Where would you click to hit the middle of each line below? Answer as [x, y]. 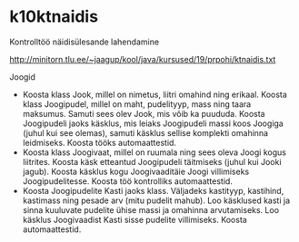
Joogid [23, 77]
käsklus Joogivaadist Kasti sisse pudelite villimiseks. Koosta [135, 219]
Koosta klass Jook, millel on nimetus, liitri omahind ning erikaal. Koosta [155, 94]
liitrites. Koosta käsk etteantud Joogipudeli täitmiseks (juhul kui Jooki [152, 161]
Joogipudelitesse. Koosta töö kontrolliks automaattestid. [128, 181]
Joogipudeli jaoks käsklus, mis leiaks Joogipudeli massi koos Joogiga [153, 123]
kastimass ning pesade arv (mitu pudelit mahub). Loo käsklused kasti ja [156, 200]
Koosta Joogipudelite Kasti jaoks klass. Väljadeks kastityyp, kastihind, [153, 190]
